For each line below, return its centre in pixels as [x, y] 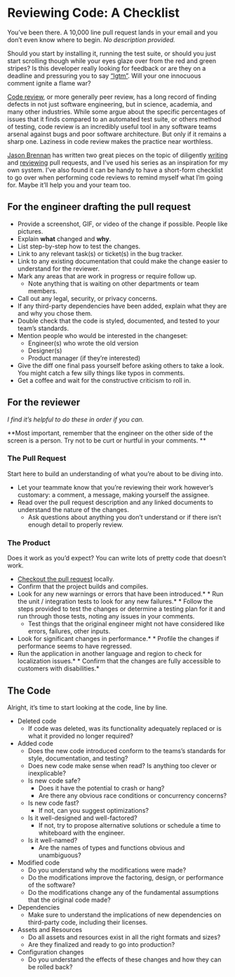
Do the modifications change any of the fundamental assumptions [123, 892]
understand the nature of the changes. [73, 509]
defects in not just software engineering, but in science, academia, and [110, 104]
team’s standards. [43, 328]
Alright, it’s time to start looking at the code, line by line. [88, 707]
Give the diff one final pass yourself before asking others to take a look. [121, 365]
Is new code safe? [54, 781]
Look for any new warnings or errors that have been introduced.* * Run [120, 594]
